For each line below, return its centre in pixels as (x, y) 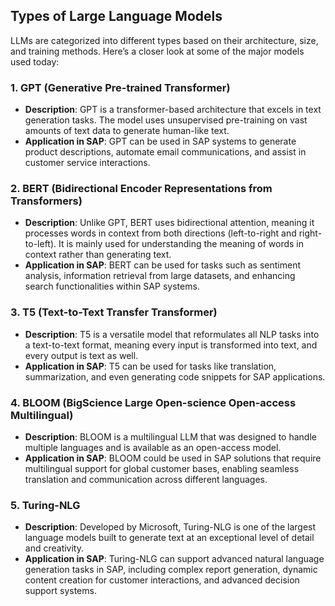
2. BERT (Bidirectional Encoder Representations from (141, 189)
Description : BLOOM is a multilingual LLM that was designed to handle (170, 437)
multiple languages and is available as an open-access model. (153, 447)
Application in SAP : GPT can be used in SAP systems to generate (160, 141)
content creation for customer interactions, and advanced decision (162, 580)
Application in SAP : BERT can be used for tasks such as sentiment (163, 265)
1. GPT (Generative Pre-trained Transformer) (120, 87)
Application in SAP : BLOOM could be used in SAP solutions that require (173, 458)
